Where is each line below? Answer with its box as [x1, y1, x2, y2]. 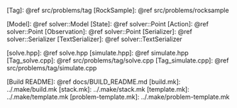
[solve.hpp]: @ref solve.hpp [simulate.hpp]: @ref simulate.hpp [6, 49, 189, 57]
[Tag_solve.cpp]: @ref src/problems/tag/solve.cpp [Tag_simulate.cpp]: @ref [6, 56, 229, 65]
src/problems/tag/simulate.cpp [6, 64, 97, 72]
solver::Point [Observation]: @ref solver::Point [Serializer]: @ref [6, 28, 192, 36]
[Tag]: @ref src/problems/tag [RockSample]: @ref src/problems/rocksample [6, 6, 229, 14]
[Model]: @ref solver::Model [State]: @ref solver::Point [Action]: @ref [6, 20, 209, 28]
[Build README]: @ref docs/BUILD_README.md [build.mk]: [6, 77, 181, 86]
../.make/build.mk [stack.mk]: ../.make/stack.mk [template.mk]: [6, 85, 189, 93]
